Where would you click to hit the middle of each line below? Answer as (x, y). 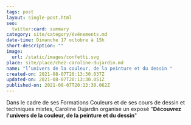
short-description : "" (35, 46)
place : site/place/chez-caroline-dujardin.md (65, 62)
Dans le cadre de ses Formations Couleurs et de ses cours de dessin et (96, 103)
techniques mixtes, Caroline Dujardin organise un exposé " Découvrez (94, 109)
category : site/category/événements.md (57, 35)
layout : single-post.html (39, 18)
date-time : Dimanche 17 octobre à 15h (55, 40)
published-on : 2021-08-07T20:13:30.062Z (58, 86)
